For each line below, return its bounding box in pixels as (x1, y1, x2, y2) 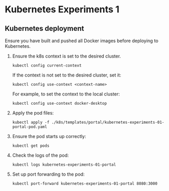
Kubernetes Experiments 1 (5, 4, 120, 15)
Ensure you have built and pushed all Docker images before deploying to (5, 37, 159, 44)
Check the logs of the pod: (12, 152, 69, 158)
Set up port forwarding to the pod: (12, 171, 85, 177)
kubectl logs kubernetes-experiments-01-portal (12, 162, 116, 167)
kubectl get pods (12, 143, 50, 148)
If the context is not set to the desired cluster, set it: (12, 72, 122, 78)
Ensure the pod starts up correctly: (12, 133, 86, 139)
